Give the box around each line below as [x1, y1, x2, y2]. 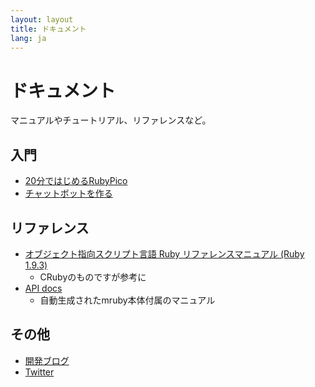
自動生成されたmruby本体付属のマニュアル [39, 294, 216, 306]
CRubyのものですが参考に [39, 271, 147, 283]
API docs [24, 282, 63, 294]
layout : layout [10, 14, 74, 25]
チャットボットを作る [24, 187, 113, 200]
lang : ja [10, 33, 47, 43]
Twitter [24, 366, 55, 378]
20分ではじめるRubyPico [24, 175, 128, 187]
